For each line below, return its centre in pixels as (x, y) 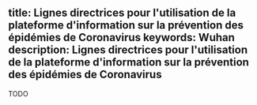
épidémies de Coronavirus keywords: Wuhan (122, 37)
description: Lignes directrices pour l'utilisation (128, 50)
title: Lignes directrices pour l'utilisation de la (122, 13)
